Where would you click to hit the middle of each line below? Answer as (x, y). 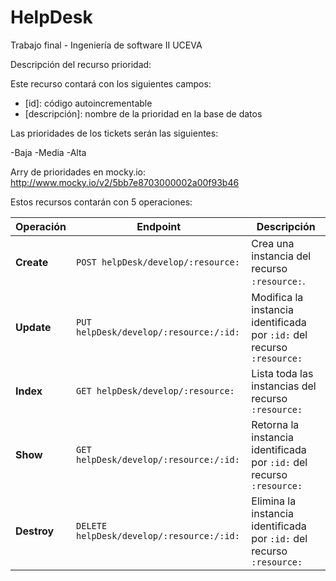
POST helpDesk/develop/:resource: (158, 262)
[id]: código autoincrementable (88, 103)
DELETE (92, 525)
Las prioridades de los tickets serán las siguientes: (114, 133)
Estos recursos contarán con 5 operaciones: (101, 202)
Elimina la (274, 501)
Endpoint (159, 226)
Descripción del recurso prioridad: (81, 64)
